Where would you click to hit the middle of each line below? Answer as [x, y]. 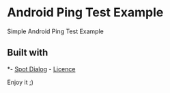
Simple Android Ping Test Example [55, 31]
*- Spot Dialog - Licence [41, 69]
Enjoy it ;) [20, 82]
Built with [28, 53]
